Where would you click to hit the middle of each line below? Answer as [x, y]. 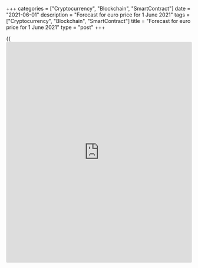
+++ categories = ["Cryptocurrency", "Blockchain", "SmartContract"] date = [98, 9]
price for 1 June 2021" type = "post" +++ [56, 27]
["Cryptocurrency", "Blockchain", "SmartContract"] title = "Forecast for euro [98, 21]
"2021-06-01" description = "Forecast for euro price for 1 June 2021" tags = [98, 15]
